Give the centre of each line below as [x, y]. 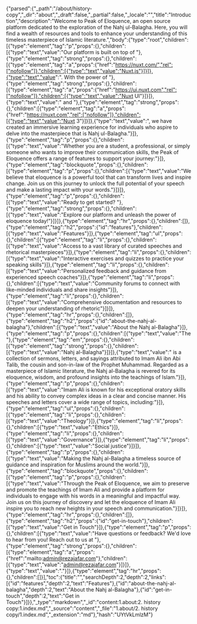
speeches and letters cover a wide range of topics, [68, 402]
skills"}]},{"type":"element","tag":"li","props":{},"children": [99, 265]
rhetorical [18, 252]
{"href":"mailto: [25, 558]
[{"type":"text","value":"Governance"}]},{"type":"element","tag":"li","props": [98, 440]
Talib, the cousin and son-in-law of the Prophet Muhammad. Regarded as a [97, 365]
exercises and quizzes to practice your [137, 258]
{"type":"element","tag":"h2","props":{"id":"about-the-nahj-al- [81, 321]
